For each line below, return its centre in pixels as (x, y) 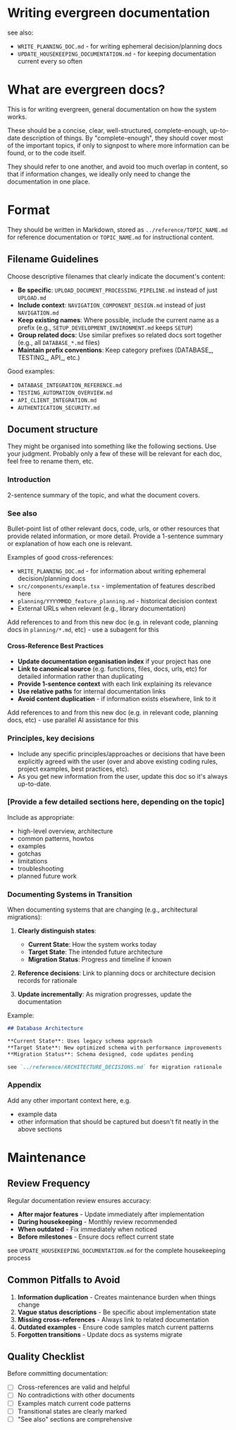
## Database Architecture (45, 1029)
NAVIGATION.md (38, 313)
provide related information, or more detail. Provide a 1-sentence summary (115, 536)
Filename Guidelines (53, 259)
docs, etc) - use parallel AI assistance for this (73, 720)
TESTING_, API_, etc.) (49, 357)
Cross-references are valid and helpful (74, 1387)
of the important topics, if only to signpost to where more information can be (118, 145)
